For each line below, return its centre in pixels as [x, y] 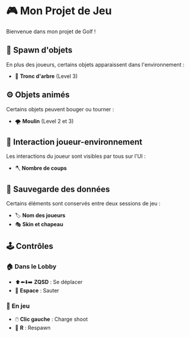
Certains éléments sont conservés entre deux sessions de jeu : [83, 204]
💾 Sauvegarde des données [58, 189]
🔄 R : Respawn [32, 328]
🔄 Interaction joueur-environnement [74, 142]
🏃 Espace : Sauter [37, 290]
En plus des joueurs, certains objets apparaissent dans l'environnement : [95, 64]
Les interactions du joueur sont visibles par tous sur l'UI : [76, 156]
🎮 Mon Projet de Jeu [59, 11]
